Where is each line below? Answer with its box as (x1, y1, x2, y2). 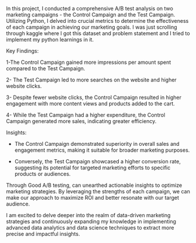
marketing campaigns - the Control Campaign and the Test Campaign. (6, 11, 176, 18)
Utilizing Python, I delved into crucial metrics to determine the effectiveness (6, 18, 189, 24)
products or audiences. (14, 170, 71, 177)
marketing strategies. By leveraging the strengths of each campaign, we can (6, 188, 190, 195)
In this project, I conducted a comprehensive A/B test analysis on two (6, 5, 174, 12)
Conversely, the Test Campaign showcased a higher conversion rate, (14, 158, 181, 165)
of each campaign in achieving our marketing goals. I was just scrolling (6, 23, 177, 30)
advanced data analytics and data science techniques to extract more (6, 224, 174, 231)
